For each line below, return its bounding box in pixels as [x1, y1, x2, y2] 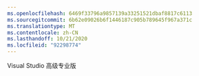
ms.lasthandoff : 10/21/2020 [7, 36, 88, 42]
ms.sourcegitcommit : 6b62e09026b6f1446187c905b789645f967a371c [7, 16, 193, 23]
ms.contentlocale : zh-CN [7, 29, 78, 36]
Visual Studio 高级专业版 [7, 62, 77, 69]
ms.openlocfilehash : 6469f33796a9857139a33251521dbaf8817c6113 [7, 10, 193, 17]
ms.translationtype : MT [7, 23, 76, 29]
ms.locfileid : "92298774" [7, 42, 81, 49]
